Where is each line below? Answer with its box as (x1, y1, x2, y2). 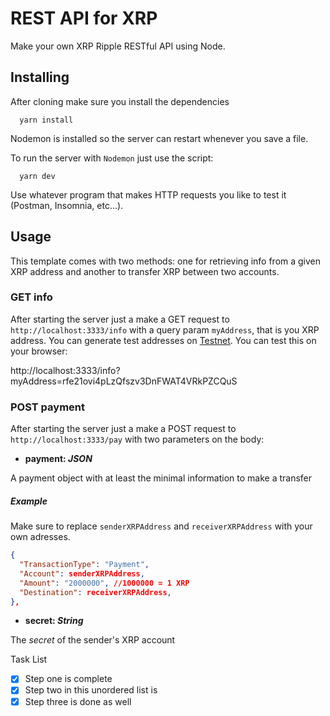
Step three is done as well (24, 695, 132, 707)
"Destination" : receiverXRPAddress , (19, 587, 172, 597)
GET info (10, 290, 53, 304)
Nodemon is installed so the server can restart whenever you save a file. (10, 132, 309, 144)
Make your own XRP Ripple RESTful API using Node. (10, 40, 226, 52)
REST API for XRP (10, 7, 158, 30)
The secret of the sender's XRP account (10, 634, 176, 646)
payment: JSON (24, 453, 93, 465)
